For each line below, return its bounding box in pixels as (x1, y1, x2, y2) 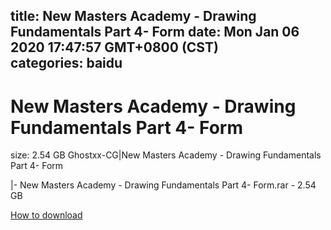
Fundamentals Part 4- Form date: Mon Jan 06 (10, 24, 300, 41)
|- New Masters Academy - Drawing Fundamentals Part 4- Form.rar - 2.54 (10, 179, 317, 191)
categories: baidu (10, 55, 123, 72)
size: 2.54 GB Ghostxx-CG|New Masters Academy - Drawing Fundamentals (10, 149, 322, 161)
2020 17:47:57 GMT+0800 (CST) (10, 39, 219, 56)
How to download (10, 209, 83, 221)
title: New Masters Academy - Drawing (10, 8, 257, 25)
